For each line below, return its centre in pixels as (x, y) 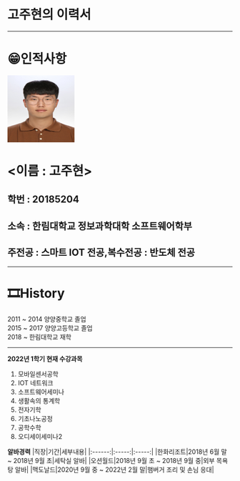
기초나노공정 (35, 418)
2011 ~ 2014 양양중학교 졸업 (47, 319)
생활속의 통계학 (39, 400)
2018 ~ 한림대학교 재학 (39, 337)
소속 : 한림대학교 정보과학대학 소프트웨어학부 (100, 226)
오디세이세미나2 (40, 436)
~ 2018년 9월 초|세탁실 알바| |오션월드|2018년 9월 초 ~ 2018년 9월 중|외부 (111, 460)
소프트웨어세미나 (41, 392)
